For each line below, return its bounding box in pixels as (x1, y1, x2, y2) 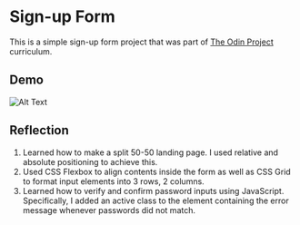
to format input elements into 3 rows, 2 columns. (22, 175, 205, 187)
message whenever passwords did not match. (22, 204, 195, 215)
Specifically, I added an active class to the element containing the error (22, 195, 289, 206)
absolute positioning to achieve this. (22, 156, 158, 167)
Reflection (9, 122, 70, 138)
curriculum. (9, 45, 53, 56)
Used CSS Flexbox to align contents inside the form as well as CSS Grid (22, 166, 291, 177)
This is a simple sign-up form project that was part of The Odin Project (9, 36, 275, 47)
